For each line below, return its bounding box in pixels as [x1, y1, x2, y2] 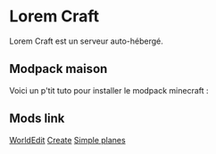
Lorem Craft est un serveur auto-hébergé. [9, 36, 163, 46]
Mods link [9, 111, 65, 126]
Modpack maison [9, 61, 108, 77]
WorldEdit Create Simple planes [9, 134, 127, 145]
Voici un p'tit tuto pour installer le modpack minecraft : [9, 85, 209, 95]
